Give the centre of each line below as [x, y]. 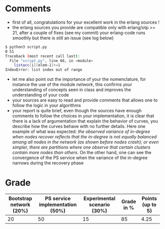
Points [149, 198]
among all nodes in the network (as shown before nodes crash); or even [85, 142]
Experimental [99, 198]
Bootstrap [20, 198]
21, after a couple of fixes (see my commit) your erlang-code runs [79, 33]
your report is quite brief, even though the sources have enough [77, 111]
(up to [149, 205]
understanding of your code [41, 95]
